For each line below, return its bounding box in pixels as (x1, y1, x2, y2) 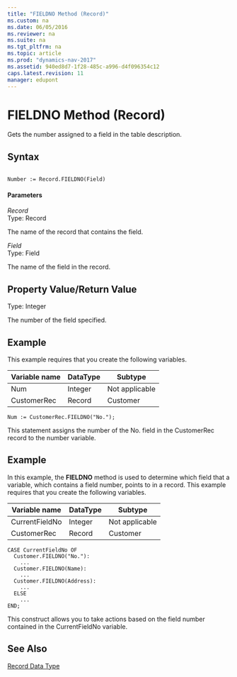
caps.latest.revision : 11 (7, 69, 83, 77)
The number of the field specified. (7, 316, 108, 325)
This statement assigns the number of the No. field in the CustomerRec (7, 426, 214, 435)
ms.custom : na (7, 17, 50, 24)
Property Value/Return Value (7, 283, 137, 295)
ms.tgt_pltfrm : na (7, 43, 62, 50)
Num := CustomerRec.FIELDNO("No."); (7, 413, 115, 420)
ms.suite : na (7, 37, 46, 44)
